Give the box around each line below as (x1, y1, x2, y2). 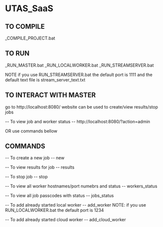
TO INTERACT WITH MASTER (5, 91, 96, 99)
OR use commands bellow (5, 128, 57, 134)
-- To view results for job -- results (5, 164, 74, 170)
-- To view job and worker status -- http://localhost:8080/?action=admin (5, 118, 150, 124)
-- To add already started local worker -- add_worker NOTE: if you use (5, 202, 146, 208)
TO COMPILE (5, 22, 45, 31)
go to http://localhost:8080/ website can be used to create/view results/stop (5, 104, 158, 110)
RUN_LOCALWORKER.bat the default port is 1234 (5, 208, 104, 213)
